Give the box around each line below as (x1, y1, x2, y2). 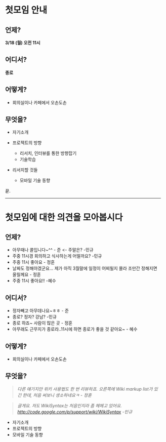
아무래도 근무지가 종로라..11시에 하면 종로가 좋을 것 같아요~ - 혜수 (12, 326, 138, 332)
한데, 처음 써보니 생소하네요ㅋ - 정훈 (22, 392, 92, 398)
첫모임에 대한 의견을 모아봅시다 (5, 212, 123, 223)
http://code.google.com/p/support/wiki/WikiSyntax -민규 (17, 408, 132, 415)
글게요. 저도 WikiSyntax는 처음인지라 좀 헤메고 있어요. (17, 402, 122, 408)
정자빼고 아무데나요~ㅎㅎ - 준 (12, 308, 69, 314)
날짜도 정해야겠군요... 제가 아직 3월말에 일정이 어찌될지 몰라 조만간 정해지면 (12, 265, 158, 272)
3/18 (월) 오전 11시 (5, 40, 41, 45)
